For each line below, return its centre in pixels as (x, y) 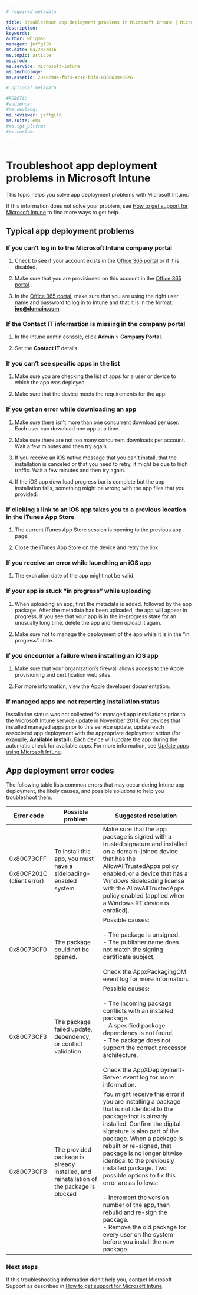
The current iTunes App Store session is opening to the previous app (98, 530)
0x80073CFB (28, 1172)
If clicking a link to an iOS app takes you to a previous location (96, 510)
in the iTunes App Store (40, 517)
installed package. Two (135, 1168)
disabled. (26, 267)
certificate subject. (129, 957)
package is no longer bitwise (143, 1153)
